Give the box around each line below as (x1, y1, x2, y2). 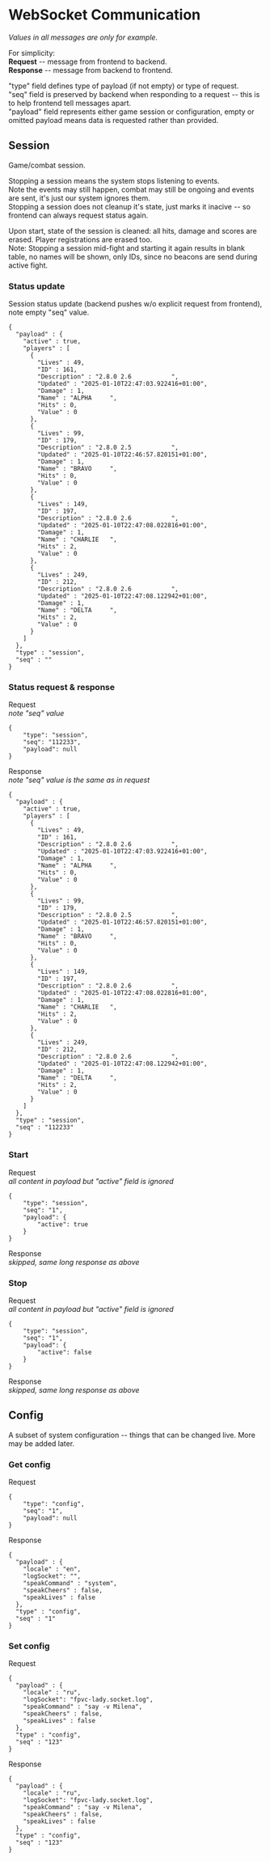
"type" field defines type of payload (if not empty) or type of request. (8, 81, 239, 91)
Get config (8, 1458, 51, 1470)
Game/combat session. (8, 160, 86, 170)
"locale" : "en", (23, 1565, 82, 1574)
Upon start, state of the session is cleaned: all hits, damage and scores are (8, 226, 257, 235)
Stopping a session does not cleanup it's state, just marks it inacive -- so (8, 201, 251, 211)
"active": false (37, 1348, 92, 1356)
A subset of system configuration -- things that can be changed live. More (8, 1430, 256, 1440)
